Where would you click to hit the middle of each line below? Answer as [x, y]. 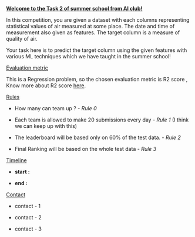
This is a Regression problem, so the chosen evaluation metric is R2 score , [97, 79]
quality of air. [22, 39]
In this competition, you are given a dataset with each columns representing [98, 20]
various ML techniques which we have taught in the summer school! [89, 56]
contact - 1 [28, 206]
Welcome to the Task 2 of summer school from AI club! [74, 9]
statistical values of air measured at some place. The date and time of [90, 26]
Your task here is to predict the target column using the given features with [97, 50]
